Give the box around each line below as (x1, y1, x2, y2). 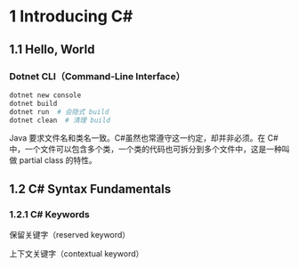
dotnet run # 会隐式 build (9, 107, 109, 117)
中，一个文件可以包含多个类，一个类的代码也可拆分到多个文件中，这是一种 (9, 144, 282, 155)
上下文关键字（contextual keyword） (9, 248, 144, 259)
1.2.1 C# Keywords (9, 207, 91, 220)
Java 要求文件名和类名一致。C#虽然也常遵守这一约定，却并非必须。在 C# (9, 133, 279, 143)
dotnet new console (9, 91, 82, 100)
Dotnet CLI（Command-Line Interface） (9, 69, 185, 82)
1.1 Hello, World (9, 42, 95, 57)
